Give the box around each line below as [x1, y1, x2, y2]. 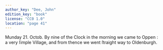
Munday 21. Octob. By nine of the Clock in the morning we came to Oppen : [5, 34, 159, 40]
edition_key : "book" [5, 12, 48, 17]
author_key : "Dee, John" [5, 7, 56, 12]
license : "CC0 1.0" [5, 16, 45, 21]
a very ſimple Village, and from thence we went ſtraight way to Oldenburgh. [5, 40, 158, 46]
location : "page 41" [5, 21, 48, 26]
